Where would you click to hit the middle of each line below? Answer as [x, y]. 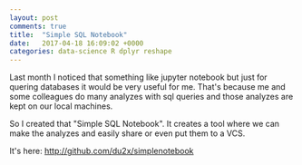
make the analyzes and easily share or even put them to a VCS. [127, 133]
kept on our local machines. [61, 106]
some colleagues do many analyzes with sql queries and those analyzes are [151, 97]
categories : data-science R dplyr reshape [91, 52]
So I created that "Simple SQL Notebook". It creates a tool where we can [144, 124]
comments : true [38, 26]
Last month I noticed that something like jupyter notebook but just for [138, 77]
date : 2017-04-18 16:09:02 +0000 [77, 43]
